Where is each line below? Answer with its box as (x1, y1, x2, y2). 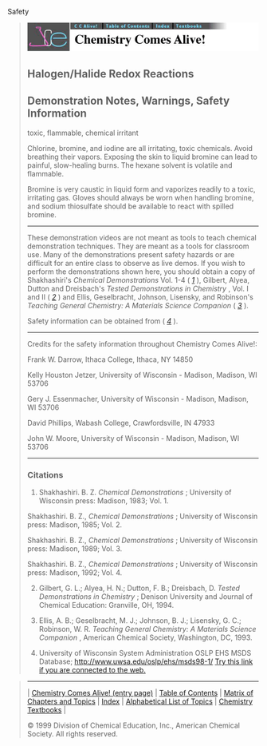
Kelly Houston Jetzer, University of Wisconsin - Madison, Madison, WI (26, 370, 257, 379)
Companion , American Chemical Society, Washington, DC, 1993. (38, 633, 253, 642)
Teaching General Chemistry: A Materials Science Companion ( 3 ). (26, 300, 249, 310)
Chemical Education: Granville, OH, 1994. (38, 600, 175, 609)
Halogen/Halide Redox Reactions (26, 67, 194, 81)
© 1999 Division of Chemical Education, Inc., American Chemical (26, 720, 241, 730)
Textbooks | (26, 704, 67, 714)
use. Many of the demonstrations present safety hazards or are (26, 249, 235, 259)
